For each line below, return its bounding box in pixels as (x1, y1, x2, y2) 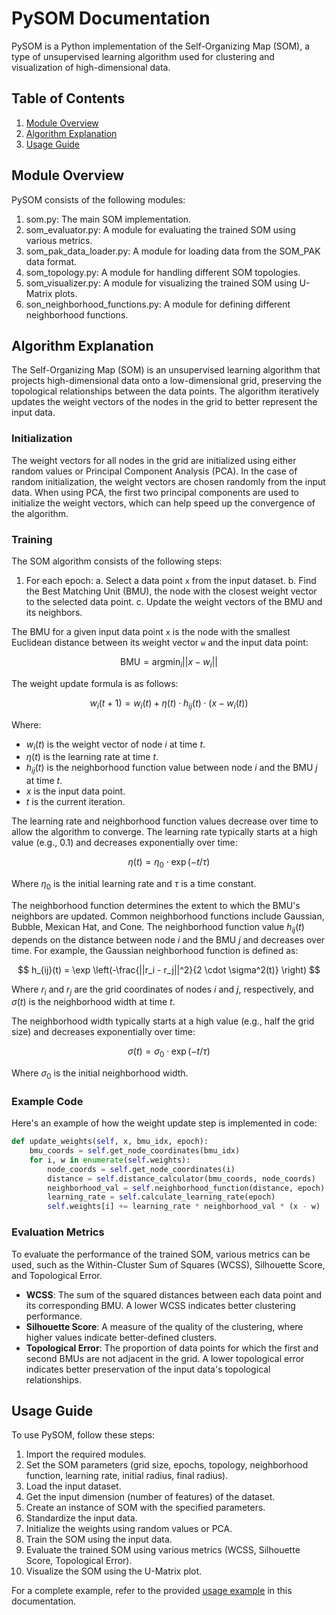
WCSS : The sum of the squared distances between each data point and (25, 1288, 323, 1301)
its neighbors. (25, 606, 83, 618)
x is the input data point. (25, 785, 126, 797)
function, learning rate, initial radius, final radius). (25, 1470, 229, 1482)
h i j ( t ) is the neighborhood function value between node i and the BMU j (25, 762, 318, 776)
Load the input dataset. (25, 1480, 122, 1492)
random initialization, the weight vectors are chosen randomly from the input (11, 475, 326, 487)
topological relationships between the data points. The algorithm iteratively (11, 385, 320, 397)
